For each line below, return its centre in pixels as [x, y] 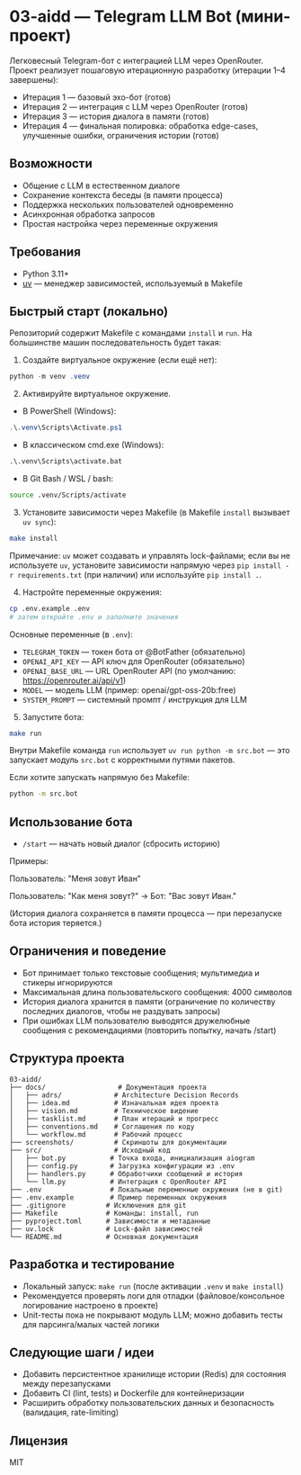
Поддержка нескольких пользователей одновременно [128, 204]
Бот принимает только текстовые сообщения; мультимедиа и [141, 973]
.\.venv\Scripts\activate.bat [66, 462]
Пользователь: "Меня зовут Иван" [75, 878]
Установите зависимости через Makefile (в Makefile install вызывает [156, 512]
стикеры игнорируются [67, 982]
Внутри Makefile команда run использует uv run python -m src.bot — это [150, 751]
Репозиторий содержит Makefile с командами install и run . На [131, 333]
